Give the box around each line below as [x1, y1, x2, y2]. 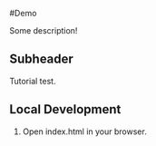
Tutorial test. [9, 75, 56, 86]
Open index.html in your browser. [22, 126, 147, 137]
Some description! [9, 25, 78, 35]
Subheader [9, 52, 74, 67]
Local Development [9, 102, 122, 117]
